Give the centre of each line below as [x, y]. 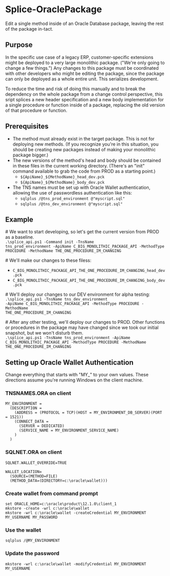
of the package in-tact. [29, 29]
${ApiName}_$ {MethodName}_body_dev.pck [62, 182]
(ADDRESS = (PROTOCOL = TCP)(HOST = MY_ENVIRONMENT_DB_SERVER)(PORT [88, 413]
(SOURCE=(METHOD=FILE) [34, 476]
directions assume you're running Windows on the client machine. [74, 380]
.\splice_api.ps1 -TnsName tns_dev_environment [57, 299]
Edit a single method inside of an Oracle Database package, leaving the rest [84, 23]
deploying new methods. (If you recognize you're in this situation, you [86, 144]
